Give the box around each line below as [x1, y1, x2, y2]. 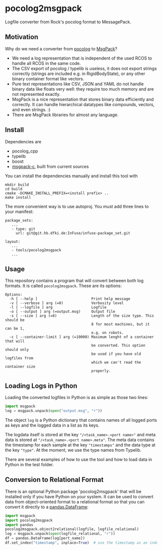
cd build [5, 186, 23, 191]
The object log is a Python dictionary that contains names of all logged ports [5, 417, 157, 423]
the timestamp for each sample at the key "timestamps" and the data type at [5, 442, 156, 448]
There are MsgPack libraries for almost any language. [12, 112, 119, 118]
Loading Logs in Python [5, 382, 78, 390]
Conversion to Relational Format [5, 475, 104, 484]
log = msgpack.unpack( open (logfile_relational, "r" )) [5, 531, 116, 536]
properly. [91, 368, 111, 373]
